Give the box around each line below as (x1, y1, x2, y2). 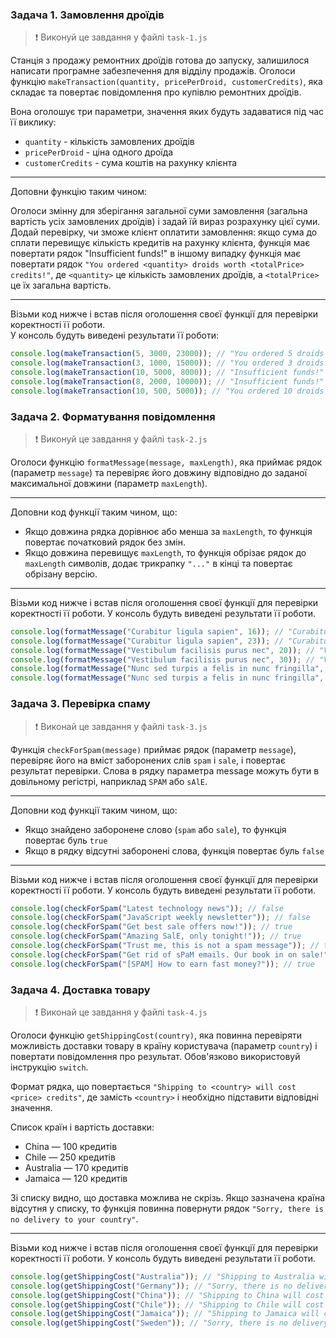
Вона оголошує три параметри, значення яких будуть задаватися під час (10, 106, 325, 118)
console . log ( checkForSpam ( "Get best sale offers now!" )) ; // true (10, 922, 293, 932)
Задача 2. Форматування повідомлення (10, 409, 216, 423)
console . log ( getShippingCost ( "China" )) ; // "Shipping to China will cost (10, 1290, 325, 1300)
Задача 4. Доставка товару (10, 983, 151, 997)
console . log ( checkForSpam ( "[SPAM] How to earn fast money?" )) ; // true (10, 959, 315, 969)
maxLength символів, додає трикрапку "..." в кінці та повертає (24, 557, 293, 569)
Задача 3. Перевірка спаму (10, 697, 151, 711)
